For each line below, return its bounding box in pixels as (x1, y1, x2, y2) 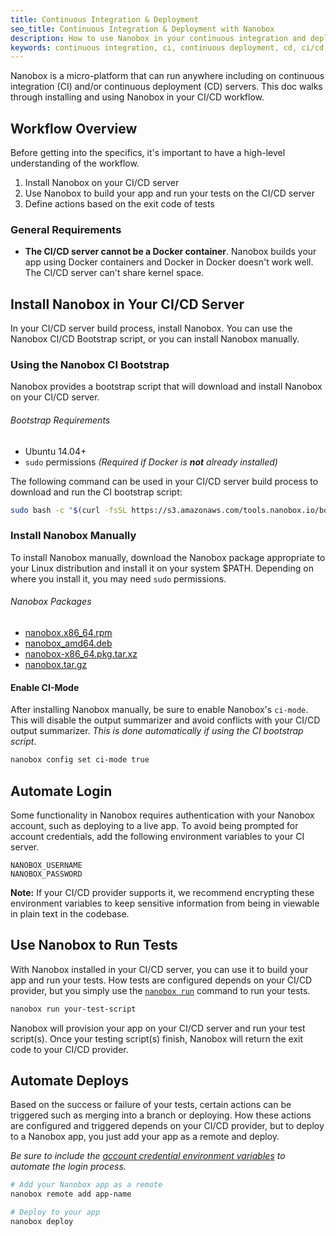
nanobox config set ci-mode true (10, 755, 150, 765)
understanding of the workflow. (10, 157, 140, 170)
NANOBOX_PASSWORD (10, 869, 83, 879)
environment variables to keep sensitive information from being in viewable (10, 897, 320, 909)
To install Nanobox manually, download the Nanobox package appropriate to (10, 551, 326, 563)
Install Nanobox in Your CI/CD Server (10, 296, 245, 313)
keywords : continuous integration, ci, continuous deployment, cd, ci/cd (10, 42, 325, 53)
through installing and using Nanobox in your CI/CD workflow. (10, 91, 265, 103)
